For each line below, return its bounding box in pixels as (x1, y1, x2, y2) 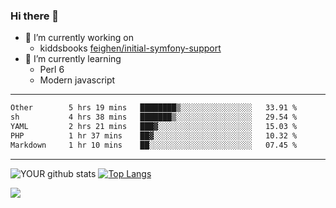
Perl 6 (39, 64, 65, 76)
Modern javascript (39, 74, 116, 86)
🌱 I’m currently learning (24, 53, 122, 65)
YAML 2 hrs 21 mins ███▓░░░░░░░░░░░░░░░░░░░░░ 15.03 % (10, 122, 298, 132)
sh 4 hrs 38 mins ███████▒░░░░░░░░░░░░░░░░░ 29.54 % (10, 112, 298, 123)
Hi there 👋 (10, 9, 60, 23)
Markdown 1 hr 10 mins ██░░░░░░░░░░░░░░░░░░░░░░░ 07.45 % (10, 140, 298, 150)
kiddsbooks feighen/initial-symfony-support (39, 42, 222, 54)
